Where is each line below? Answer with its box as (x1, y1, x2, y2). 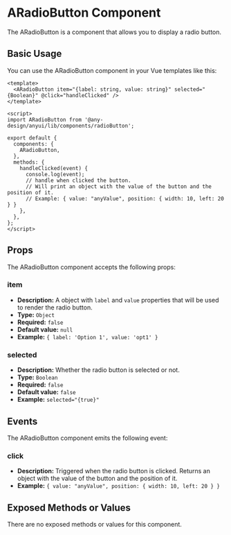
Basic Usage (7, 48, 62, 60)
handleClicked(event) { (19, 164, 89, 171)
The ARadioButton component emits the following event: (7, 434, 168, 442)
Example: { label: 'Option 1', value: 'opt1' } (17, 332, 158, 341)
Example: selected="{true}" (17, 396, 100, 404)
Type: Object (17, 310, 55, 319)
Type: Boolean (17, 373, 58, 382)
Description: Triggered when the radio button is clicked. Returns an (17, 467, 211, 475)
